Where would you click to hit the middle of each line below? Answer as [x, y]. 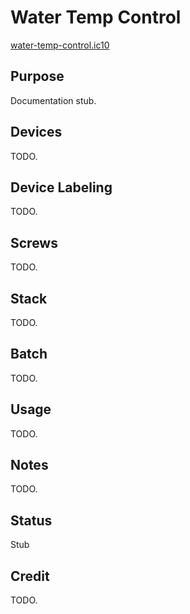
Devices [36, 132]
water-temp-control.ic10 [60, 45]
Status [31, 520]
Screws [34, 242]
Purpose [37, 76]
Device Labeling [61, 187]
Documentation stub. [53, 100]
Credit [30, 576]
